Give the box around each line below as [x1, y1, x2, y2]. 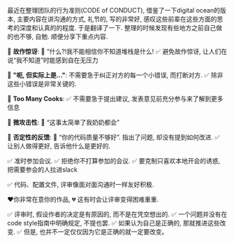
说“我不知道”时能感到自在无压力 [7, 56, 99, 64]
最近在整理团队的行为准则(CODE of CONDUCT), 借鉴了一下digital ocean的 [7, 6, 220, 14]
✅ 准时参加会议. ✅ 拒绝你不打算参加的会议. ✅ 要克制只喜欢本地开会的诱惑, [7, 157, 221, 165]
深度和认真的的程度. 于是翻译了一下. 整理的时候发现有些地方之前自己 [19, 24, 217, 32]
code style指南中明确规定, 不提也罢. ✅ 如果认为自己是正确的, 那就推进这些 [7, 219, 220, 227]
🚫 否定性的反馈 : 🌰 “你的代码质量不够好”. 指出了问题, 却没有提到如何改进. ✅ [7, 133, 220, 141]
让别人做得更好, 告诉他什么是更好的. [7, 142, 111, 150]
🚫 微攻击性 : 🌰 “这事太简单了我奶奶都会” [7, 118, 120, 126]
